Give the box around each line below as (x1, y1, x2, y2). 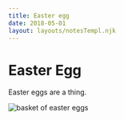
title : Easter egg (8, 11, 70, 20)
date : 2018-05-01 (8, 19, 66, 27)
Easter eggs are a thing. (8, 87, 87, 97)
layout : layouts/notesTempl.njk (8, 26, 116, 34)
